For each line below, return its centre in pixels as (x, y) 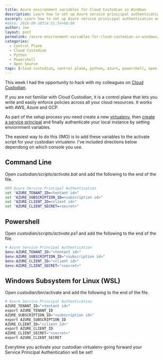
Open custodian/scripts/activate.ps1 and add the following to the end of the (81, 233)
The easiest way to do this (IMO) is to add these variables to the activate (77, 137)
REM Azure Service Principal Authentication (51, 188)
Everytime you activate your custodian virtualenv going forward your (73, 347)
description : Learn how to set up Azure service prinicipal (67, 14)
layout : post (18, 32)
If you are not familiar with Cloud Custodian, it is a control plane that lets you (81, 97)
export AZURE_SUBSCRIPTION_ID (36, 320)
